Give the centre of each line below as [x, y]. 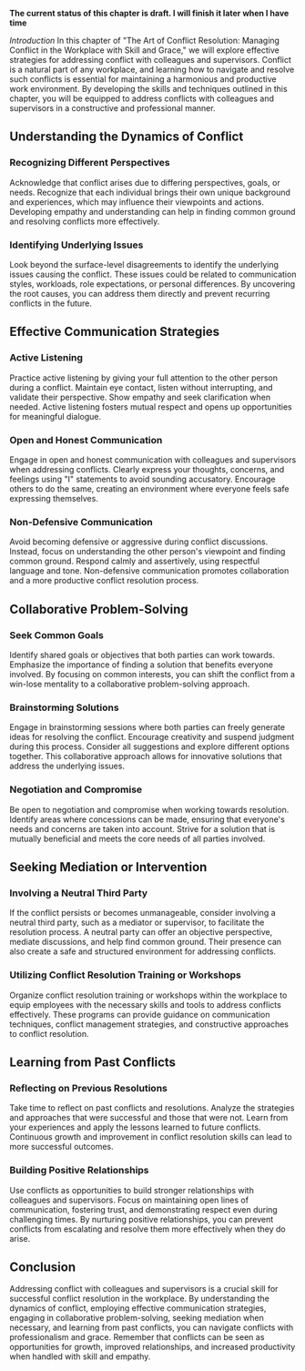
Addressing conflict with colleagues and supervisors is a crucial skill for [144, 1289]
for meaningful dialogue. [56, 416]
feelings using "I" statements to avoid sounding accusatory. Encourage [142, 479]
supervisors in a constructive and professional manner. [112, 108]
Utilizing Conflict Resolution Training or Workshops [125, 975]
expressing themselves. [54, 498]
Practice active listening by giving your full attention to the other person [143, 378]
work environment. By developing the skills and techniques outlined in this [149, 89]
